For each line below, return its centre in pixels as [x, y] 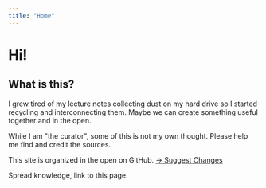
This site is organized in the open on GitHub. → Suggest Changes [115, 159]
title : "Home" [32, 16]
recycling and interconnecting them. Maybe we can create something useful [133, 112]
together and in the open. [50, 120]
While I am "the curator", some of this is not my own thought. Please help [128, 135]
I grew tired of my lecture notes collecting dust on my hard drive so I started [133, 104]
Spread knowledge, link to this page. [68, 175]
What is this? [41, 84]
